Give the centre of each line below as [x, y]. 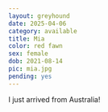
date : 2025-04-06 [37, 24]
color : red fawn [35, 46]
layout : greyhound [39, 16]
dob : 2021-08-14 [35, 62]
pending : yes [30, 76]
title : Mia [27, 39]
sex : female [28, 54]
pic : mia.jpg [30, 69]
